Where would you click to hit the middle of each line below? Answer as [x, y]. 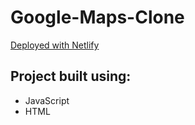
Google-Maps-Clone [97, 17]
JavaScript [47, 100]
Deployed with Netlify [55, 45]
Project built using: [71, 76]
